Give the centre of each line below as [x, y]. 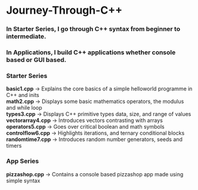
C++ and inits [23, 95]
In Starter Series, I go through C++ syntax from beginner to [93, 29]
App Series [23, 161]
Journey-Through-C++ [64, 10]
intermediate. [26, 36]
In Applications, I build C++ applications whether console [91, 52]
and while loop [24, 108]
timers [14, 146]
